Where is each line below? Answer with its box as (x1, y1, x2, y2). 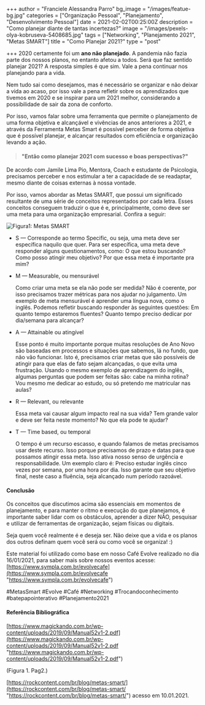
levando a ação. (6, 139, 47, 146)
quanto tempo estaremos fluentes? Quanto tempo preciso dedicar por (15, 310, 192, 318)
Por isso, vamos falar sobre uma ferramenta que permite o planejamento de (6, 113, 198, 120)
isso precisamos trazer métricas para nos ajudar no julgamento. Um (15, 291, 187, 298)
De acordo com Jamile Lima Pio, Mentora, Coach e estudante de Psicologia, (6, 166, 199, 173)
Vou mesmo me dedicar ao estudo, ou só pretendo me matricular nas (15, 379, 191, 387)
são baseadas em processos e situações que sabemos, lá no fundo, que (15, 347, 199, 354)
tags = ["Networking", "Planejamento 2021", (85, 31, 196, 39)
